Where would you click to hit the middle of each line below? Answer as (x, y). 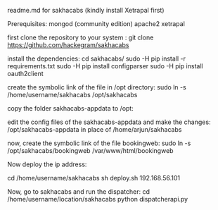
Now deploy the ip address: (47, 164)
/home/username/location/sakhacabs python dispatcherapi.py (98, 199)
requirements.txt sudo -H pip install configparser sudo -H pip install (105, 66)
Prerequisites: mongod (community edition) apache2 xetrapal (96, 24)
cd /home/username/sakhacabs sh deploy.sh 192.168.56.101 (94, 178)
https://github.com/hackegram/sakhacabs (68, 45)
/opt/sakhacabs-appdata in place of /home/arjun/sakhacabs (95, 129)
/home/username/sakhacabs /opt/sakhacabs (72, 95)
